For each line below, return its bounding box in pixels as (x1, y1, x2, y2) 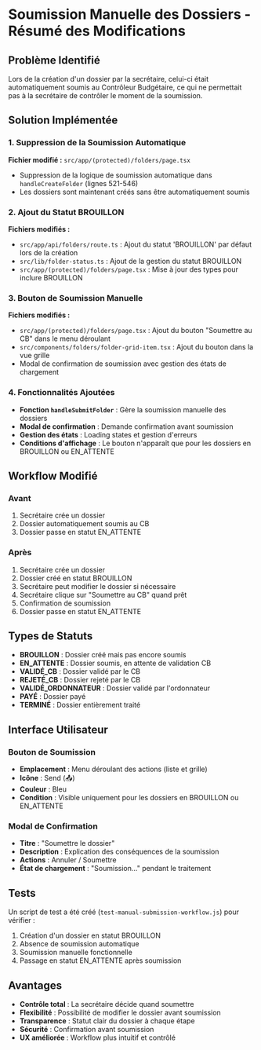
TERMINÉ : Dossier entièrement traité (19, 701, 141, 710)
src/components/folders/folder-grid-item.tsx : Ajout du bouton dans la (19, 342, 254, 352)
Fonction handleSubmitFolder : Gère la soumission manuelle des (19, 404, 227, 414)
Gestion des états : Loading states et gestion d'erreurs (19, 430, 198, 439)
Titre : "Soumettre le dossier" (19, 839, 115, 848)
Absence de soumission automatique (19, 939, 140, 949)
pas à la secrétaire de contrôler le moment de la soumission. (8, 91, 203, 100)
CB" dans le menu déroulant (19, 334, 111, 343)
